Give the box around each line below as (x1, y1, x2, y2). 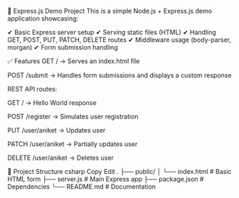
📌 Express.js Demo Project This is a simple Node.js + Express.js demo (7, 7, 212, 15)
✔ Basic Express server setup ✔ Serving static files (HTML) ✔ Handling (7, 28, 217, 36)
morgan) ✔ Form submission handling (7, 43, 119, 51)
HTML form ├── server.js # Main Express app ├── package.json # (7, 175, 204, 183)
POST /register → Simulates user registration (7, 112, 139, 121)
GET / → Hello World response (7, 99, 97, 106)
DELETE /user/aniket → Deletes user (7, 153, 114, 162)
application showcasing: (7, 14, 79, 23)
